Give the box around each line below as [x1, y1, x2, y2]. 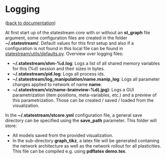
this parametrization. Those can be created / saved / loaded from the [12, 97, 154, 103]
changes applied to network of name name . [12, 81, 102, 87]
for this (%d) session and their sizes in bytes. [12, 66, 105, 72]
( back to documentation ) [5, 20, 56, 26]
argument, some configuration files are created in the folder [5, 35, 128, 41]
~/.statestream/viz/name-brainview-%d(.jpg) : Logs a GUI [12, 86, 134, 92]
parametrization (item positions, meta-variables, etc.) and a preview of [12, 92, 157, 98]
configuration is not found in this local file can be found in [5, 45, 123, 51]
